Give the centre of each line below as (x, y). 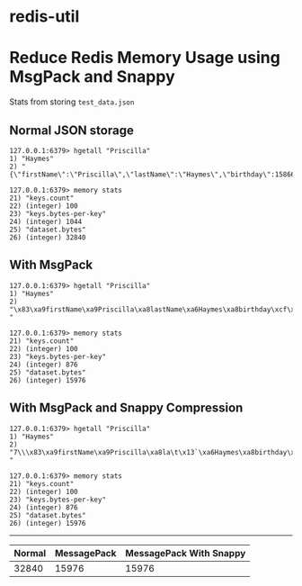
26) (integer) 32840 (48, 237)
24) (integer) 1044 (46, 221)
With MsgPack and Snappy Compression (126, 408)
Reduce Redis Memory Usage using (145, 58)
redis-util (44, 17)
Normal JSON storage (72, 130)
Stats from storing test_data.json (72, 102)
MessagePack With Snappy (186, 553)
